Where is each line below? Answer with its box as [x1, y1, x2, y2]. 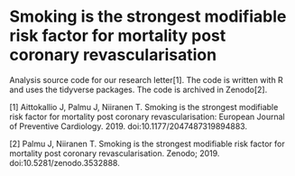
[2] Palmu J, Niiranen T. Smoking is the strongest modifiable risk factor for [9, 138, 286, 149]
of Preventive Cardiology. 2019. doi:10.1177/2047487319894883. [9, 120, 248, 132]
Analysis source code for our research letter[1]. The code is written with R [9, 74, 284, 85]
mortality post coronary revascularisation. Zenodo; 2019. [9, 147, 220, 159]
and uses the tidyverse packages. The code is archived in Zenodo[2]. [9, 84, 268, 95]
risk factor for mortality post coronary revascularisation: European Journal [9, 111, 286, 122]
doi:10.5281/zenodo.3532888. [9, 157, 120, 168]
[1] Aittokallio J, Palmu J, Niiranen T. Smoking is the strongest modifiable [9, 101, 279, 112]
